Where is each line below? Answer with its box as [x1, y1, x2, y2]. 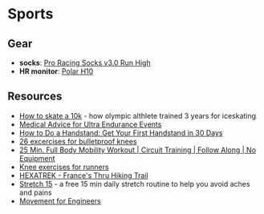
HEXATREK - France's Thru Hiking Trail [18, 170, 149, 180]
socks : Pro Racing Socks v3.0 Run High [18, 58, 151, 67]
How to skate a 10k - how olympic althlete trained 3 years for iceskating [18, 111, 257, 120]
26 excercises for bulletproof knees [18, 136, 137, 146]
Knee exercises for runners [18, 162, 109, 172]
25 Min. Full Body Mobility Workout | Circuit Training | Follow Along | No [18, 145, 257, 155]
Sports [7, 5, 54, 23]
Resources [7, 90, 63, 103]
